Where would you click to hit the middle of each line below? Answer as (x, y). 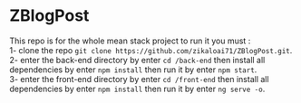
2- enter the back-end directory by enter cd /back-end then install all (137, 60)
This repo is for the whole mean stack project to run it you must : (130, 41)
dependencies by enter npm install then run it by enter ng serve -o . (137, 89)
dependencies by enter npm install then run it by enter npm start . (133, 70)
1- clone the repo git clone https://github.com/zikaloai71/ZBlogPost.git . (151, 50)
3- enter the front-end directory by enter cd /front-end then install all (139, 79)
